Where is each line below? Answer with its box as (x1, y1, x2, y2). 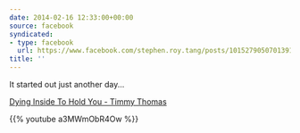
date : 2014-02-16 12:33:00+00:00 (9, 12, 134, 22)
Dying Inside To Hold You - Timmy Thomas (9, 96, 167, 107)
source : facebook (9, 21, 74, 30)
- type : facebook (9, 37, 74, 47)
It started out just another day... (9, 79, 125, 89)
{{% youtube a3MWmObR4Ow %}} (9, 113, 139, 124)
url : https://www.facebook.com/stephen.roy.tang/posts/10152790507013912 (17, 46, 297, 55)
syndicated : (9, 29, 54, 38)
